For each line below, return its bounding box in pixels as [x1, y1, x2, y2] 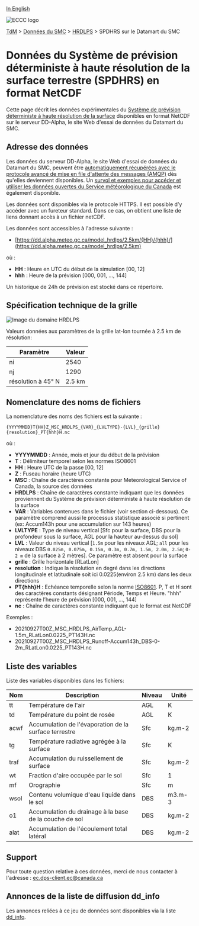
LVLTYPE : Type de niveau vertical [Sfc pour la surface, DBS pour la [14, 527, 181, 534]
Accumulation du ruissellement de [28, 754, 124, 763]
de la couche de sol [28, 815, 84, 824]
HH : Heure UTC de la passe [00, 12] [14, 464, 104, 471]
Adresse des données [6, 142, 89, 152]
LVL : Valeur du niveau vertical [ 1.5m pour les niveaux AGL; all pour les [14, 539, 189, 546]
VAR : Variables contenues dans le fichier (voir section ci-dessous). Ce [14, 508, 188, 515]
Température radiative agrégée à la [28, 737, 126, 745]
